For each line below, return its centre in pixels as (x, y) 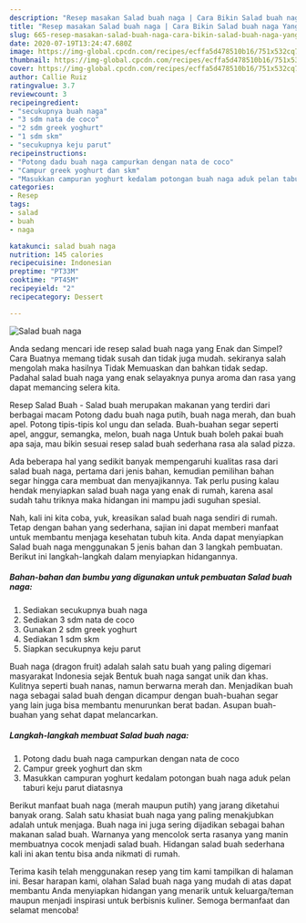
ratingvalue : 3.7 (42, 86)
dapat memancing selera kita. (65, 387)
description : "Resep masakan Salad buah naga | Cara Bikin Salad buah (146, 18)
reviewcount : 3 (38, 94)
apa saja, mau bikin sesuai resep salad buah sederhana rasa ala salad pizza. (153, 444)
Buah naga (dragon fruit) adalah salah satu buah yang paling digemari (140, 666)
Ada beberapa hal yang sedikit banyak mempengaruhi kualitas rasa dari (144, 461)
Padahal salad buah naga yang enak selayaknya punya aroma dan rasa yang (153, 377)
